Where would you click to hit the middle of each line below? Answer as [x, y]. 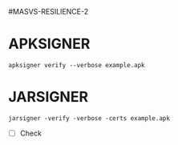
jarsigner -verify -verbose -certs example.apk [89, 118]
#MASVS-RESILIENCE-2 [49, 12]
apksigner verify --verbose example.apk [77, 65]
